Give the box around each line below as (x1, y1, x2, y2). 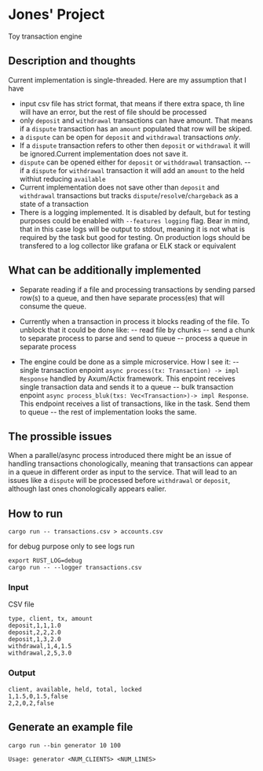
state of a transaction (19, 199, 89, 208)
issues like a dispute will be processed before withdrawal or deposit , (8, 476, 231, 485)
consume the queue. (19, 301, 86, 311)
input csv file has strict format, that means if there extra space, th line (19, 98, 245, 108)
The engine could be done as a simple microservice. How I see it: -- (19, 356, 239, 367)
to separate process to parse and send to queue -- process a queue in (19, 333, 248, 343)
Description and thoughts (8, 54, 136, 68)
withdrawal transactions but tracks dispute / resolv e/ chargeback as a (19, 190, 239, 200)
